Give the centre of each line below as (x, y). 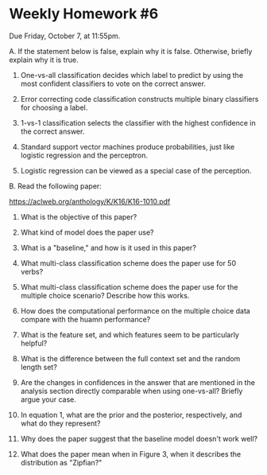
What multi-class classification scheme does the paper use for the (129, 286)
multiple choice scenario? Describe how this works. (105, 295)
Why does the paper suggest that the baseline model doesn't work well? (139, 438)
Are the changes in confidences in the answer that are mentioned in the (137, 382)
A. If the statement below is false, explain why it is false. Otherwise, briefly (131, 51)
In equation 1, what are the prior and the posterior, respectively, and (131, 415)
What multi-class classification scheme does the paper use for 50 (128, 263)
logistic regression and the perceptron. (84, 155)
